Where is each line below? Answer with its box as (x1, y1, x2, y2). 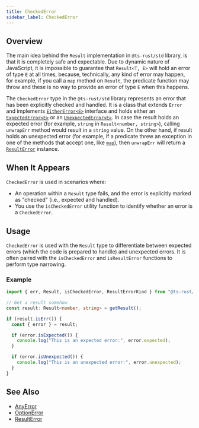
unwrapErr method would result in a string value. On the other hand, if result (6, 126, 192, 134)
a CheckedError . (14, 209, 53, 216)
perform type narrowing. (6, 261, 66, 268)
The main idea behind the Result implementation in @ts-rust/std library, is (6, 52, 188, 59)
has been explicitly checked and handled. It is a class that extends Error (6, 102, 182, 109)
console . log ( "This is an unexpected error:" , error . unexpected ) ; (17, 360, 182, 366)
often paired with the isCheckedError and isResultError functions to (6, 254, 173, 261)
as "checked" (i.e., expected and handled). (14, 196, 120, 204)
